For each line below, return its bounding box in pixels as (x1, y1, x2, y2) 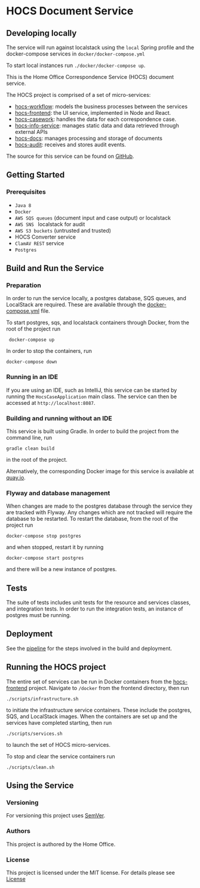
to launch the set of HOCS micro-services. (6, 741, 110, 748)
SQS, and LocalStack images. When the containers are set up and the (6, 713, 178, 720)
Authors (6, 827, 31, 835)
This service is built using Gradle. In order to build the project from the (6, 428, 179, 435)
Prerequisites (6, 188, 46, 196)
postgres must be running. (6, 612, 72, 619)
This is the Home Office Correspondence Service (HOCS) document (6, 74, 174, 80)
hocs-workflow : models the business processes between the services (14, 103, 188, 110)
